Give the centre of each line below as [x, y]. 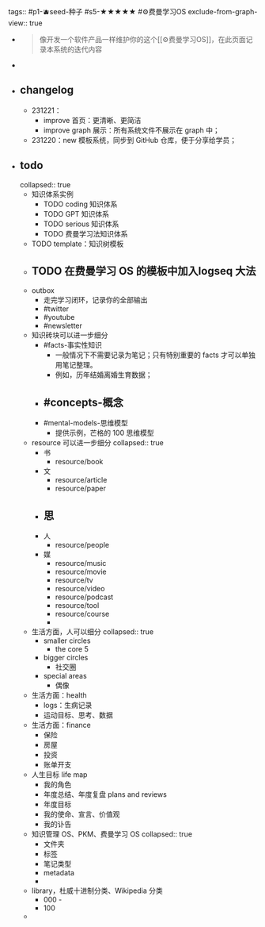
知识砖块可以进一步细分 [70, 335]
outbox [43, 290]
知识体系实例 [52, 194]
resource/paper [81, 489]
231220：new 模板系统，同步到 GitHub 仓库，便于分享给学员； [134, 140]
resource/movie [81, 572]
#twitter [56, 309]
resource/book [79, 462]
